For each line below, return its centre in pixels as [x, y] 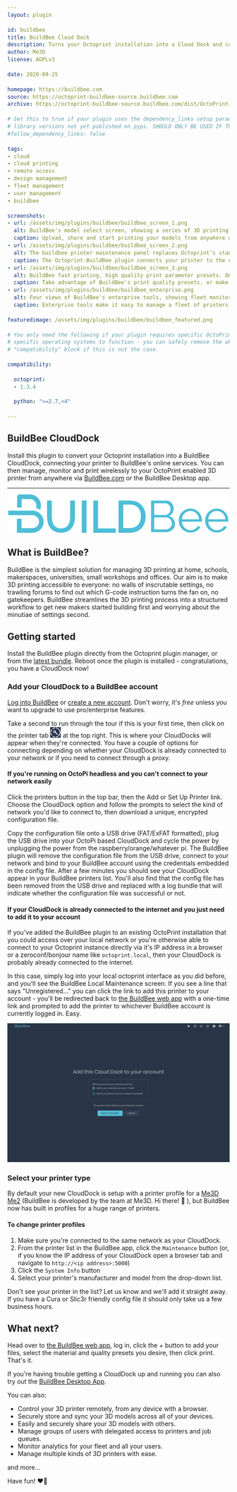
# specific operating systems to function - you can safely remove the [115, 342]
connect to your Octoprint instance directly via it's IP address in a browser [115, 948]
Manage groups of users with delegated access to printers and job [114, 1431]
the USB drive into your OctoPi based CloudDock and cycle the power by [113, 840]
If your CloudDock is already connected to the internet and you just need [116, 909]
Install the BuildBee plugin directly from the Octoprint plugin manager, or [113, 654]
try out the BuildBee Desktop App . [57, 1381]
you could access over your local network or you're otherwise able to [108, 940]
